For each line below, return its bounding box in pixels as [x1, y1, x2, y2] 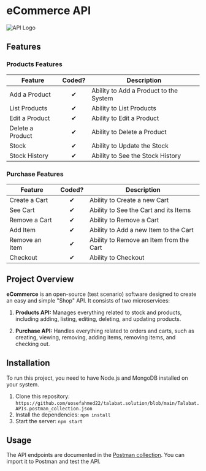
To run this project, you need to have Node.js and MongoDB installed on [6, 374, 188, 382]
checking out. [15, 340, 50, 347]
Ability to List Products [91, 104, 156, 112]
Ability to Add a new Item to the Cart [90, 225, 194, 234]
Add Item [9, 225, 36, 234]
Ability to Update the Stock [91, 141, 169, 150]
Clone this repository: [15, 393, 70, 400]
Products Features [6, 60, 63, 69]
